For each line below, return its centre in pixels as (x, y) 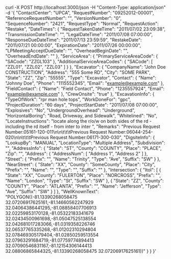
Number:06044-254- (130, 132)
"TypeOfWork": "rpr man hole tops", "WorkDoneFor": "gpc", (68, 99)
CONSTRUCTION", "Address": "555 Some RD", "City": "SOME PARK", (78, 72)
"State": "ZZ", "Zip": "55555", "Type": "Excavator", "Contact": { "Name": (81, 78)
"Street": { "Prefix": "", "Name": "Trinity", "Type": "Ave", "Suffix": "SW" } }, (83, 159)
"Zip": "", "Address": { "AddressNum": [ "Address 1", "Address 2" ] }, (77, 153)
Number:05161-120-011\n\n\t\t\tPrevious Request (56, 132)
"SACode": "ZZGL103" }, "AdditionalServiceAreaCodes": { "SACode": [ (79, 61)
